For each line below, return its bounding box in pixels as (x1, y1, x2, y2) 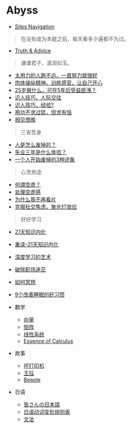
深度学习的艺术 (14, 253, 51, 260)
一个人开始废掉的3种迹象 (14, 156, 75, 163)
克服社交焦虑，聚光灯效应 (14, 203, 77, 210)
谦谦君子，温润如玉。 (20, 59, 72, 66)
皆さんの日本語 (23, 401, 60, 408)
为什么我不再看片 (14, 195, 57, 202)
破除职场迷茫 (14, 266, 46, 273)
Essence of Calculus (23, 337, 74, 344)
